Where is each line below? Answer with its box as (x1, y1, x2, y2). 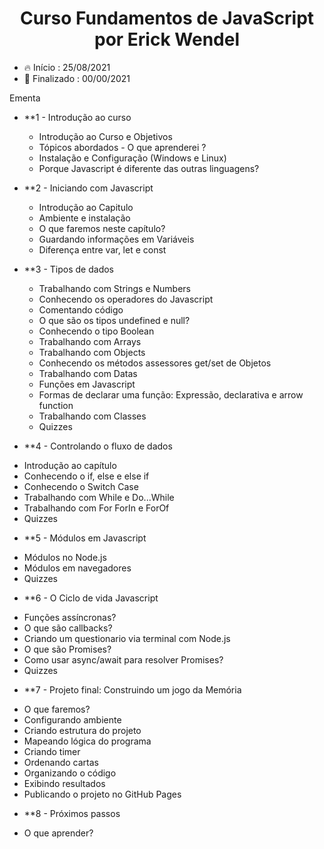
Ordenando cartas (23, 756, 99, 768)
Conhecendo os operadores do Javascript (38, 293, 214, 305)
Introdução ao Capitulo (38, 201, 134, 213)
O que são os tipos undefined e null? (38, 314, 191, 326)
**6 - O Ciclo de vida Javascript (23, 592, 159, 604)
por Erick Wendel (93, 28, 240, 51)
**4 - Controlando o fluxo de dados (23, 440, 173, 452)
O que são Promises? (23, 643, 112, 655)
